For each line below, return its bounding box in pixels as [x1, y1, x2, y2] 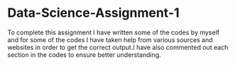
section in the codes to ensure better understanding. [7, 51, 161, 59]
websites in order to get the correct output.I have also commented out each [7, 43, 229, 51]
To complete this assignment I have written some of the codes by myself [7, 28, 220, 37]
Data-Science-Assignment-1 [7, 5, 180, 21]
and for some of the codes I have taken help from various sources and [7, 35, 213, 44]
